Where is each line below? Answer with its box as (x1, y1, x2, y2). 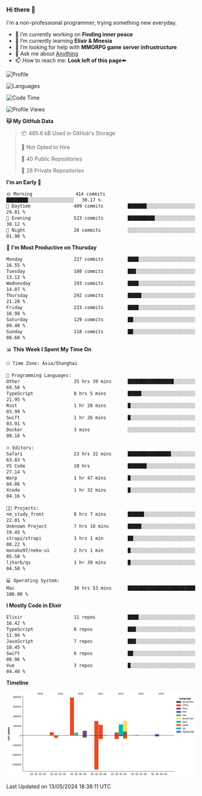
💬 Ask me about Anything (14, 50, 78, 57)
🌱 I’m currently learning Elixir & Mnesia (14, 37, 113, 45)
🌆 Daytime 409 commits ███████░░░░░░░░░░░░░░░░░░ (6, 203, 196, 209)
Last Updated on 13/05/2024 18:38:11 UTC (6, 783, 112, 790)
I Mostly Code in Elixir (6, 602, 62, 609)
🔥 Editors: (6, 445, 34, 451)
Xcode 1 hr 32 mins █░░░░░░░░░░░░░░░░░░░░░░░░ (6, 487, 196, 494)
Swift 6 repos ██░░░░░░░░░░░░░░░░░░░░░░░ (6, 651, 196, 657)
